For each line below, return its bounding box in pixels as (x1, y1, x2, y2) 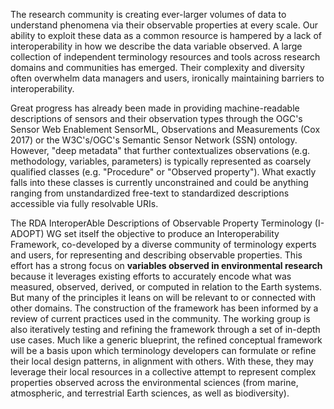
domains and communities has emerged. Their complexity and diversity (10, 62, 305, 73)
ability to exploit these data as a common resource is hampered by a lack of (10, 30, 323, 41)
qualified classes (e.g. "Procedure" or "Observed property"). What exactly (10, 166, 317, 178)
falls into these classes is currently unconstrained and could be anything (10, 177, 309, 188)
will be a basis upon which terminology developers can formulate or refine (10, 345, 317, 356)
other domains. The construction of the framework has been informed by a (10, 302, 319, 314)
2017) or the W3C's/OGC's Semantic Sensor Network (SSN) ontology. (10, 134, 298, 146)
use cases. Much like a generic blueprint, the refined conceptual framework (10, 334, 323, 346)
